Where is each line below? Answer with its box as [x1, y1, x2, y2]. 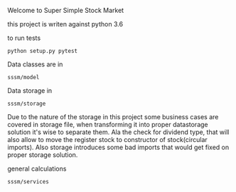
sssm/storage [7, 100, 46, 107]
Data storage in [7, 86, 53, 95]
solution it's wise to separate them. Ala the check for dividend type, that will [7, 128, 230, 136]
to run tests [7, 34, 41, 42]
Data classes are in [7, 60, 63, 69]
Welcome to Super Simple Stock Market [7, 6, 124, 14]
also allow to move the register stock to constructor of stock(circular [7, 136, 208, 143]
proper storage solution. [7, 151, 78, 159]
